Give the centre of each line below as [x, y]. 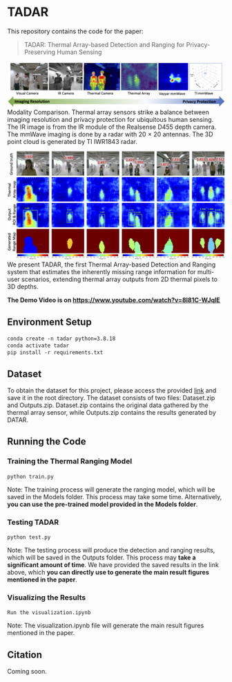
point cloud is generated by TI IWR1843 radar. [72, 142]
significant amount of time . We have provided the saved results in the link [113, 564]
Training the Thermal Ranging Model [70, 461]
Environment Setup [49, 322]
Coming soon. [27, 672]
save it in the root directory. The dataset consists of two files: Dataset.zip [111, 397]
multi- [206, 272]
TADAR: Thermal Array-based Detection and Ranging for [104, 44]
